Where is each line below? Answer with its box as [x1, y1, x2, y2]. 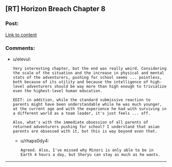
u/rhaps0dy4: [20, 137, 50, 143]
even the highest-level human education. [12, 88, 102, 93]
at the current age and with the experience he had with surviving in [12, 106, 167, 111]
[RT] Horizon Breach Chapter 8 [5, 5, 106, 13]
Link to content [5, 31, 37, 38]
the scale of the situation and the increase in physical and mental [12, 70, 165, 75]
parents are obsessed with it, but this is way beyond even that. [12, 129, 158, 134]
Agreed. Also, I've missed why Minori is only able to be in [20, 148, 154, 153]
